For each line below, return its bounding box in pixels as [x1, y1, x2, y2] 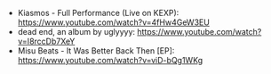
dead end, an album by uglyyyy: [17, 27, 136, 37]
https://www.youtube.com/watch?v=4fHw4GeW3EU [17, 17, 211, 28]
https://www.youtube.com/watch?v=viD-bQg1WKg [17, 55, 203, 65]
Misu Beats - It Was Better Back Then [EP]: [17, 45, 175, 56]
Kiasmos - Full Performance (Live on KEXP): [17, 8, 179, 18]
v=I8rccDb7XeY [17, 36, 76, 46]
